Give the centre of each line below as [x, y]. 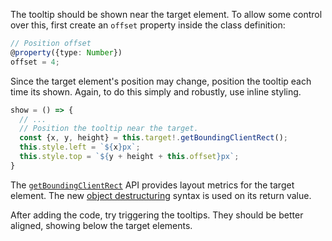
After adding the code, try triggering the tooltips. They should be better [157, 215]
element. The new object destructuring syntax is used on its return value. [161, 195]
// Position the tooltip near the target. [109, 129]
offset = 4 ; [35, 62]
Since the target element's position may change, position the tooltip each [161, 81]
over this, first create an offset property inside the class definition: [148, 25]
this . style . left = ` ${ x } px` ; [80, 147]
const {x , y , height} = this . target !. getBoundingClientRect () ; [153, 138]
